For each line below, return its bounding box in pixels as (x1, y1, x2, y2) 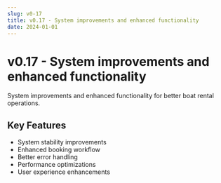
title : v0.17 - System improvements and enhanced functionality (7, 17, 199, 24)
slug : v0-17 (7, 10, 42, 18)
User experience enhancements (17, 168, 111, 176)
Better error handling (17, 153, 79, 161)
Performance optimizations (17, 161, 96, 169)
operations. (7, 99, 41, 107)
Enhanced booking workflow (17, 145, 100, 154)
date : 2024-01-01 (7, 23, 58, 30)
